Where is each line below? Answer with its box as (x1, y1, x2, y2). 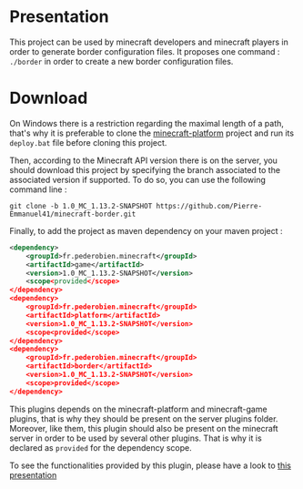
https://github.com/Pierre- (156, 201, 262, 210)
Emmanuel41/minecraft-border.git (9, 209, 136, 219)
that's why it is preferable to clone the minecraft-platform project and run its (9, 127, 294, 138)
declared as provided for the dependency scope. (9, 442, 193, 453)
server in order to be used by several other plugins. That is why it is (9, 433, 262, 443)
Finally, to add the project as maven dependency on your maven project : (9, 225, 284, 236)
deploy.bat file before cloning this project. (9, 137, 167, 148)
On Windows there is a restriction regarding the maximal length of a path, (9, 117, 285, 128)
